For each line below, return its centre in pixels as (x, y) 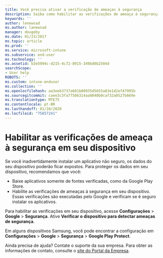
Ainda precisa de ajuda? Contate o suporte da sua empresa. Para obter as (79, 245)
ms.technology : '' (24, 59)
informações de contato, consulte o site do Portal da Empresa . (67, 250)
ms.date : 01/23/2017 (26, 37)
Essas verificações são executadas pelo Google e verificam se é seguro (84, 196)
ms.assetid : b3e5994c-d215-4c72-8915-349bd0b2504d (57, 64)
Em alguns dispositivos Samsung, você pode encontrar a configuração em (79, 231)
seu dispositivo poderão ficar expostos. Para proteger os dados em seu (76, 166)
